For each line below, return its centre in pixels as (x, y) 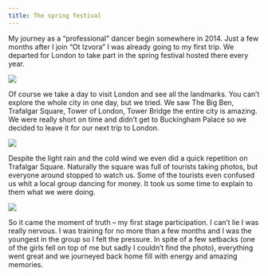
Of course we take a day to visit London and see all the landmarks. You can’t (134, 94)
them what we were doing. (52, 192)
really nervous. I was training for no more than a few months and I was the (130, 231)
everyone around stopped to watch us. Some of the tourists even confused (132, 175)
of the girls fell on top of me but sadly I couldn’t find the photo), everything (131, 247)
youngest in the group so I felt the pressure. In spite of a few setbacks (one (132, 239)
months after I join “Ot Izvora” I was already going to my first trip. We (121, 47)
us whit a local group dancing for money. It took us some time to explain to (131, 183)
